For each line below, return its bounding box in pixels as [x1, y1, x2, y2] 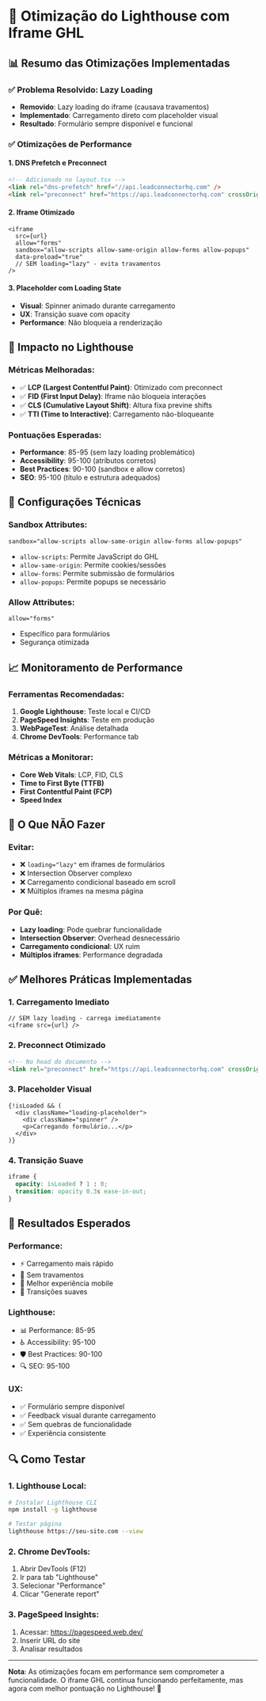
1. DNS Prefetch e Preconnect [8, 158, 107, 168]
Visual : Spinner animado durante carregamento [19, 301, 176, 311]
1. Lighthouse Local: [8, 1480, 87, 1491]
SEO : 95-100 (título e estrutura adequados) [19, 473, 161, 482]
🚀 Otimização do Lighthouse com [8, 7, 230, 25]
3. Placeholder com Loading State [8, 283, 122, 293]
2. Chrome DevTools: [8, 1546, 91, 1557]
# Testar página [8, 1520, 62, 1528]
